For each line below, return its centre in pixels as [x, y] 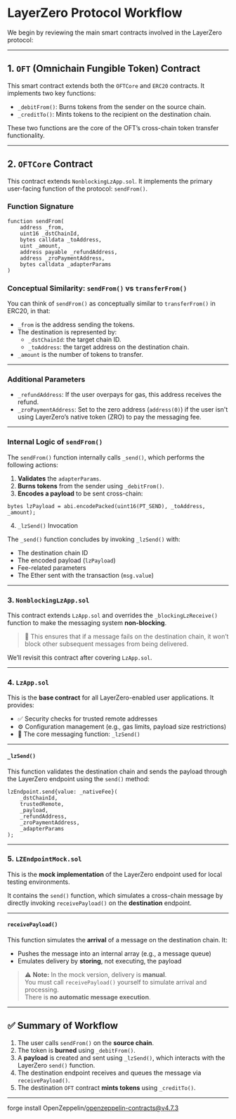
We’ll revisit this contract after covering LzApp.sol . [80, 658]
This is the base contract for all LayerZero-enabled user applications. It [111, 697]
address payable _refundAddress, [69, 252]
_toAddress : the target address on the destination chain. [109, 347]
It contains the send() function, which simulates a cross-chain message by [115, 895]
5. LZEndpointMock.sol [45, 859]
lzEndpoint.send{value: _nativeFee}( [63, 792]
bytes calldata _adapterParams [66, 264]
